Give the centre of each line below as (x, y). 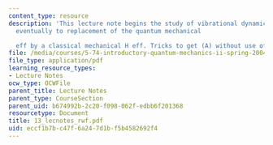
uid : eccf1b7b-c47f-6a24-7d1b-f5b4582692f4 (83, 129)
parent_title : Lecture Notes (58, 91)
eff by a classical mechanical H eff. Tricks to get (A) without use (136, 45)
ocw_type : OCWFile (39, 83)
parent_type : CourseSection (56, 98)
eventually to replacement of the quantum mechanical (108, 31)
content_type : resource (49, 16)
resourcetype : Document (49, 113)
